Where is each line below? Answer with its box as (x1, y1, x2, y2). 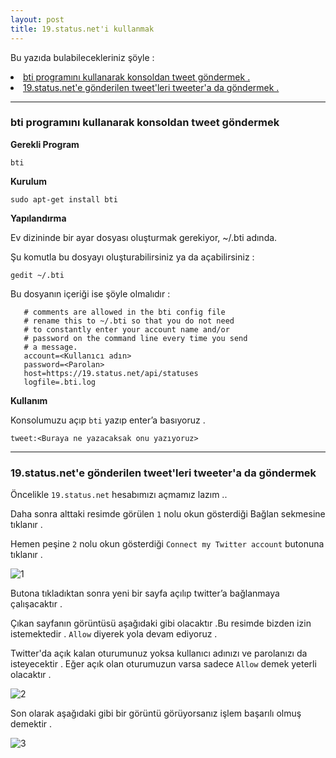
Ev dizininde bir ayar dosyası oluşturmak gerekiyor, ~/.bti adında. (10, 231, 278, 243)
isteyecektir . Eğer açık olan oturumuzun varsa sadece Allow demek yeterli (10, 658, 317, 670)
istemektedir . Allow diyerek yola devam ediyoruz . (10, 628, 218, 640)
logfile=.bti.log (23, 377, 97, 387)
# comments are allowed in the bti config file (23, 307, 226, 317)
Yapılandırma (10, 212, 67, 224)
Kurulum (10, 175, 48, 187)
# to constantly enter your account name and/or (23, 324, 230, 335)
